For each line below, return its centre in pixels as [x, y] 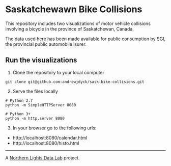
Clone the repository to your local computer [58, 72]
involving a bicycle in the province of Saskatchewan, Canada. [69, 29]
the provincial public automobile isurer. [46, 44]
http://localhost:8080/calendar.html [50, 137]
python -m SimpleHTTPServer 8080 [41, 105]
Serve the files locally [35, 91]
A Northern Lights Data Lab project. [42, 158]
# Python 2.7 [19, 100]
